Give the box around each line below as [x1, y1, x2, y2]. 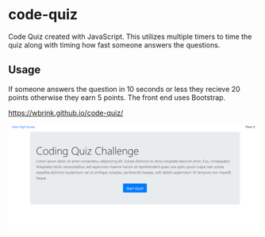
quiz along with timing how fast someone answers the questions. [8, 40, 221, 49]
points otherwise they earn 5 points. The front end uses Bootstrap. [8, 93, 226, 102]
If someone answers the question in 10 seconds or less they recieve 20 [8, 84, 240, 94]
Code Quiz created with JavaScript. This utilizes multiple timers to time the [8, 32, 252, 41]
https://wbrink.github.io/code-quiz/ [8, 108, 124, 117]
